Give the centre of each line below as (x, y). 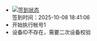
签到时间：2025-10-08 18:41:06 (51, 17)
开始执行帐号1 (29, 25)
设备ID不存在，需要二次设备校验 (51, 32)
